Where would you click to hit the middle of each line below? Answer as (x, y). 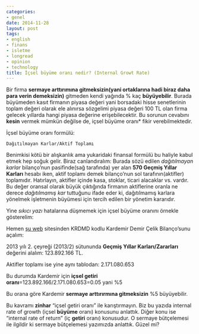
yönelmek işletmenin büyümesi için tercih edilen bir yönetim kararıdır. (91, 199)
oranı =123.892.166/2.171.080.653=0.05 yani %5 (64, 282)
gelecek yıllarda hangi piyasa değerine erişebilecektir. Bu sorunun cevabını (98, 115)
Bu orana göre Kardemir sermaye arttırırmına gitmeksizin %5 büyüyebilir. (97, 294)
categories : (21, 12)
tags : (13, 34)
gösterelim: (20, 217)
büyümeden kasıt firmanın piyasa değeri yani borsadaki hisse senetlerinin (96, 103)
